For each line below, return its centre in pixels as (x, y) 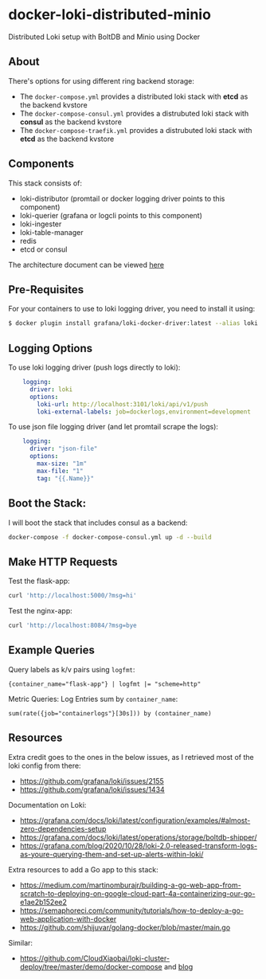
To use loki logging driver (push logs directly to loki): (94, 367)
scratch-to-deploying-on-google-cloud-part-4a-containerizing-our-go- (137, 893)
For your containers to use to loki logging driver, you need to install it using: (132, 309)
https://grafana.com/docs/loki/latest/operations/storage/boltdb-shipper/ (138, 837)
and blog (178, 966)
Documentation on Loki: (47, 805)
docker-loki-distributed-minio (110, 15)
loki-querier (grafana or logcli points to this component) (111, 215)
